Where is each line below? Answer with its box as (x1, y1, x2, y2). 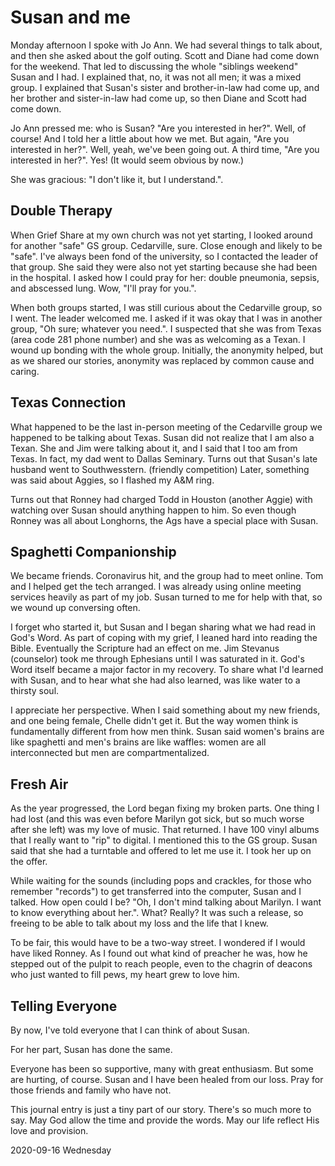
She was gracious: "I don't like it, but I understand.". (10, 173, 224, 185)
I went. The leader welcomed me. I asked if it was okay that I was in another (10, 312, 323, 324)
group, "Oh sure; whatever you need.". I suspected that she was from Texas (10, 322, 322, 335)
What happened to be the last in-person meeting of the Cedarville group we (10, 421, 323, 433)
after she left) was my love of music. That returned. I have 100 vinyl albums (10, 824, 320, 836)
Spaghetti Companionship (10, 543, 177, 560)
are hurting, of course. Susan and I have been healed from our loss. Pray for (10, 1074, 324, 1085)
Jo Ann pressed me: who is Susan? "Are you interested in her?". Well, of (10, 122, 307, 134)
